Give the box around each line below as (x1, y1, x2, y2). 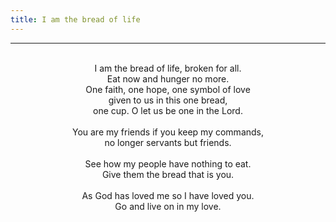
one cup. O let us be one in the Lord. (93, 104, 243, 116)
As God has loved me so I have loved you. (81, 189, 255, 201)
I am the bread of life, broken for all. (94, 62, 242, 74)
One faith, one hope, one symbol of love (85, 83, 251, 95)
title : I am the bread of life (10, 14, 141, 25)
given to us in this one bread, (108, 94, 228, 106)
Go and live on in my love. (114, 200, 222, 212)
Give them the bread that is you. (101, 168, 235, 180)
